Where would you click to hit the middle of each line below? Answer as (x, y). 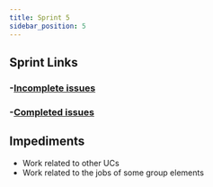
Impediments (47, 142)
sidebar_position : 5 (48, 26)
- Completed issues (52, 111)
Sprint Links (44, 62)
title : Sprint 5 (40, 18)
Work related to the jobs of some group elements (113, 173)
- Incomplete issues (53, 88)
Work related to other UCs (71, 163)
